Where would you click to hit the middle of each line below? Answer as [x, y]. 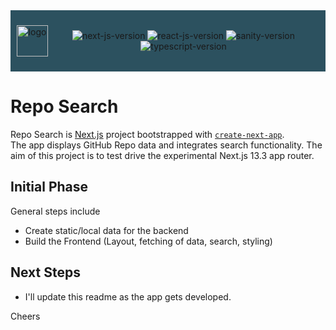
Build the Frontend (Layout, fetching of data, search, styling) [148, 241]
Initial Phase [49, 187]
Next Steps [45, 272]
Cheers [25, 316]
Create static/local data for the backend [106, 230]
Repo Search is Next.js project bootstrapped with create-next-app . [147, 134]
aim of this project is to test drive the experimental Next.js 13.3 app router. [162, 155]
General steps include [55, 211]
